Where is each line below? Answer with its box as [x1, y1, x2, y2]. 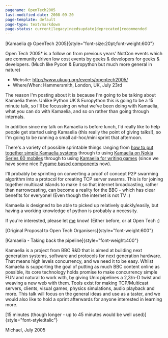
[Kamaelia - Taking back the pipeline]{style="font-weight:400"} [5, 237, 139, 243]
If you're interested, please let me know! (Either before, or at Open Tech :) [5, 218, 160, 224]
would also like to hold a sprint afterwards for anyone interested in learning [5, 296, 162, 302]
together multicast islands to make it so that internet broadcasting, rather [5, 182, 159, 188]
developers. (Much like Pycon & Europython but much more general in [5, 61, 153, 67]
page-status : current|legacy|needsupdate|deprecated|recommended [5, 27, 147, 32]
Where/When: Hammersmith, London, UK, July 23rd [12, 82, 122, 88]
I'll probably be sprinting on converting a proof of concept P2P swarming [5, 171, 159, 177]
